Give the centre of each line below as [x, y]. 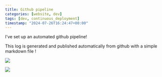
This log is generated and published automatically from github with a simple [81, 46]
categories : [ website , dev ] [34, 14]
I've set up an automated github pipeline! [46, 37]
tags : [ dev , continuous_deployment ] [42, 18]
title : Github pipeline [29, 9]
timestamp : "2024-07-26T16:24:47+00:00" [47, 23]
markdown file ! [21, 51]
